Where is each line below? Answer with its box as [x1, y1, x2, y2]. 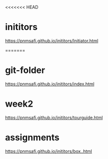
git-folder [5, 65, 45, 76]
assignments [5, 132, 60, 143]
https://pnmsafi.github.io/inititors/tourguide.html [5, 115, 103, 120]
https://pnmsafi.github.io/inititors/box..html [5, 148, 92, 154]
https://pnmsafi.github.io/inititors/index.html [5, 81, 95, 87]
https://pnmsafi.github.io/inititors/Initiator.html [5, 38, 99, 43]
